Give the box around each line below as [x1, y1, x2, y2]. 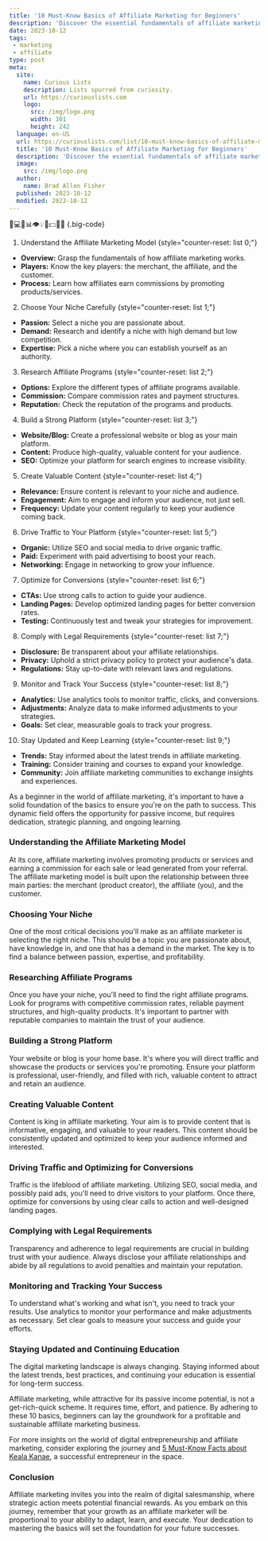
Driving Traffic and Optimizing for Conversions [9, 1162, 194, 1173]
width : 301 [29, 115, 67, 123]
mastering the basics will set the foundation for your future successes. [9, 1523, 241, 1533]
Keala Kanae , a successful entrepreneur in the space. [9, 1452, 184, 1461]
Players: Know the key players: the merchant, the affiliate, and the [20, 261, 238, 271]
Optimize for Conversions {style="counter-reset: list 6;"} [20, 575, 206, 585]
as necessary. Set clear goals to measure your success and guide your [9, 1315, 242, 1324]
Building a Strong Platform [9, 1035, 113, 1046]
